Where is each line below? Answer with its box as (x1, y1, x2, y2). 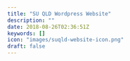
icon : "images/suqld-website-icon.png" (7, 36, 124, 43)
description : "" (7, 17, 55, 24)
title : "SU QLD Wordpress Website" (7, 10, 112, 18)
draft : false (7, 43, 46, 50)
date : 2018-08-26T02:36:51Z (7, 23, 90, 30)
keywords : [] (7, 29, 46, 37)
